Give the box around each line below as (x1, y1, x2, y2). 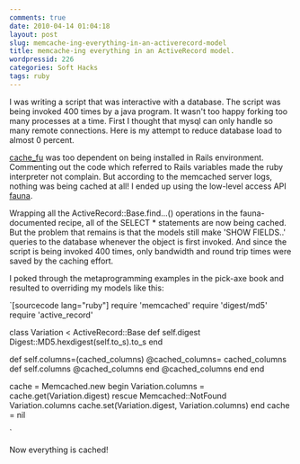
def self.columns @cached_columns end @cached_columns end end (9, 363, 265, 374)
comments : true (9, 13, 66, 22)
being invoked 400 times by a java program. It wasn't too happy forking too (9, 105, 288, 117)
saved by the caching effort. (9, 255, 114, 266)
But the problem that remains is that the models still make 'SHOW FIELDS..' (9, 227, 287, 237)
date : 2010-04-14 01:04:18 (9, 22, 110, 31)
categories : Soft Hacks (9, 64, 99, 73)
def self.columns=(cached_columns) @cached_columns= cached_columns (9, 353, 287, 364)
